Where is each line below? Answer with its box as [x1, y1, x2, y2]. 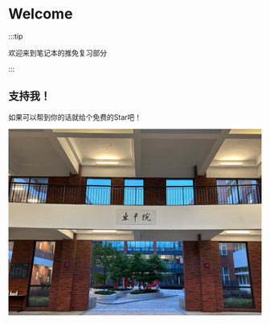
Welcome [8, 5, 73, 23]
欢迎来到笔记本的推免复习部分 [8, 47, 107, 57]
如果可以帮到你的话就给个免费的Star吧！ [8, 112, 142, 121]
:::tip [8, 31, 23, 41]
